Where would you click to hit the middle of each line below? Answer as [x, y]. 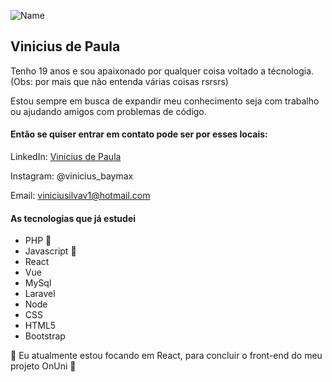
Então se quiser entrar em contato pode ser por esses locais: [139, 134]
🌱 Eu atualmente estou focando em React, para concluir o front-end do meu [166, 356]
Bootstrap [45, 336]
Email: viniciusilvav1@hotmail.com [80, 196]
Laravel [40, 294]
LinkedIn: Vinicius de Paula [66, 157]
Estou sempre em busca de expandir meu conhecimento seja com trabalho [165, 101]
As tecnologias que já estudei [73, 218]
